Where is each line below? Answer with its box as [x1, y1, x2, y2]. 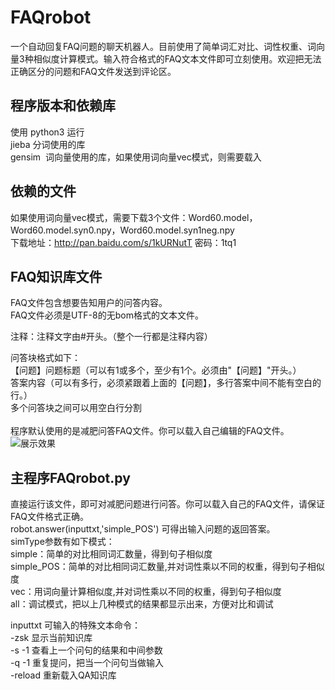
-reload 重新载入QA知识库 [10, 669, 117, 681]
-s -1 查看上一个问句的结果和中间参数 [10, 644, 163, 656]
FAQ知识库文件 [10, 268, 103, 285]
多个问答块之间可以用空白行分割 [10, 402, 142, 414]
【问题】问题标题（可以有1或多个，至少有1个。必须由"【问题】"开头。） [10, 364, 302, 376]
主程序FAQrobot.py [10, 469, 131, 486]
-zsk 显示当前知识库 [10, 632, 93, 644]
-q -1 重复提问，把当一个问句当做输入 [10, 657, 165, 669]
